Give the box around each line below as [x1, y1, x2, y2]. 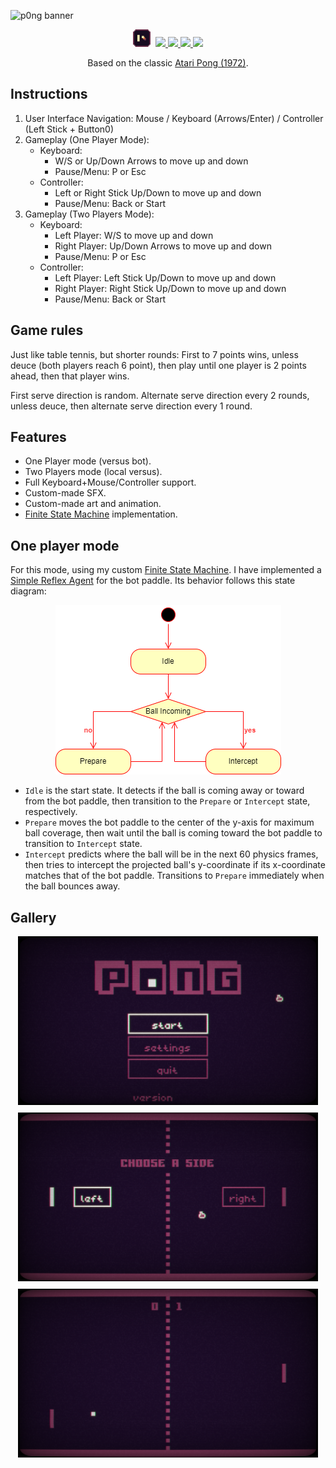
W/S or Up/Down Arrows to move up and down [54, 155, 249, 167]
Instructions [10, 86, 88, 103]
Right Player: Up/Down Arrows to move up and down [54, 240, 272, 252]
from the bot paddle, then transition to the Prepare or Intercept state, [24, 795, 311, 807]
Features [10, 429, 67, 446]
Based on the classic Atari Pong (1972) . [87, 57, 249, 69]
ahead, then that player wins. [10, 370, 130, 382]
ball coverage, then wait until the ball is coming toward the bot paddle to [24, 827, 323, 839]
